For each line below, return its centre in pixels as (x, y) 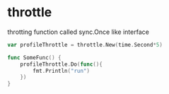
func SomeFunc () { (34, 57)
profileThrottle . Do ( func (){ (61, 64)
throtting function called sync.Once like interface (78, 32)
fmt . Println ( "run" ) (62, 71)
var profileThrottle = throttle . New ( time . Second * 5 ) (85, 45)
